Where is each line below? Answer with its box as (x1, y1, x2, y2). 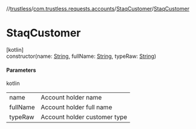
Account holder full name (40, 103, 113, 112)
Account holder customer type (40, 113, 128, 121)
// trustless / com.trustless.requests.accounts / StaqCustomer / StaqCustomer (6, 5, 190, 12)
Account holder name (40, 93, 103, 102)
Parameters (6, 66, 36, 74)
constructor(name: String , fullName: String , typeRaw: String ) (6, 52, 157, 60)
